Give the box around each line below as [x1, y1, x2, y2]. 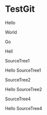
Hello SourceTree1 [5, 67, 41, 73]
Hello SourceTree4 [5, 105, 43, 111]
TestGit [5, 3, 35, 15]
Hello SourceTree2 [5, 86, 42, 92]
